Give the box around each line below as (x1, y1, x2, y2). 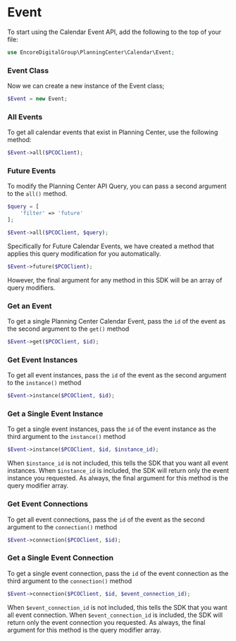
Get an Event (7, 301, 52, 311)
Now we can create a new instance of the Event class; (7, 82, 165, 90)
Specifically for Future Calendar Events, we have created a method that (7, 242, 215, 250)
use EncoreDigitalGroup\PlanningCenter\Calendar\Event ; (7, 49, 175, 56)
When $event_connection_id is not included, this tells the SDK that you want (7, 603, 228, 611)
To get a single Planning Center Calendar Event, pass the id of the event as (7, 317, 226, 326)
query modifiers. (7, 283, 56, 292)
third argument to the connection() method (7, 577, 132, 585)
